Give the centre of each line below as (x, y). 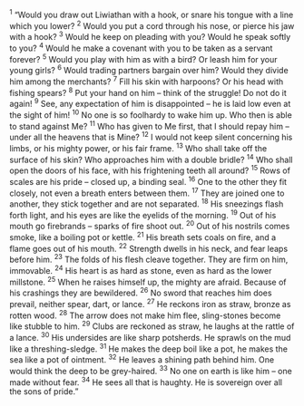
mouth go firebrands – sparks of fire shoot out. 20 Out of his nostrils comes (150, 226)
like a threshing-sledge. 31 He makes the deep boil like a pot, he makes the (149, 348)
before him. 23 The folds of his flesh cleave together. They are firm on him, (149, 259)
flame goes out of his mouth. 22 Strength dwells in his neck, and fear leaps (149, 247)
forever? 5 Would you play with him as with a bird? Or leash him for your (144, 58)
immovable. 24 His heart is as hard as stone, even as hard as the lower (141, 270)
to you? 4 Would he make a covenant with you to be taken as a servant (141, 47)
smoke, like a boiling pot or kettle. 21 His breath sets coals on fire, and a (143, 237)
